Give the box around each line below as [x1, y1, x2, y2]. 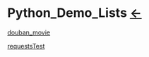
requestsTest [7, 42, 45, 50]
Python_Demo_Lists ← [7, 5, 143, 21]
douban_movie [7, 28, 51, 37]
